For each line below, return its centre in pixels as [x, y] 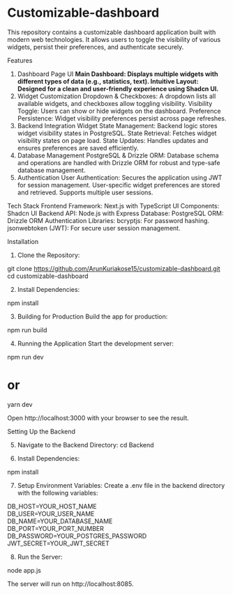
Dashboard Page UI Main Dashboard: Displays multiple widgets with [118, 74]
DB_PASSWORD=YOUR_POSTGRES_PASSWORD [77, 536]
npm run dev [25, 357]
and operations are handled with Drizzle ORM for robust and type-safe [119, 162]
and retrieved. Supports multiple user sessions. [85, 192]
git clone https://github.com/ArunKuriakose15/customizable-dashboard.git [114, 268]
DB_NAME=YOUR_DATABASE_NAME [60, 521]
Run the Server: [40, 557]
